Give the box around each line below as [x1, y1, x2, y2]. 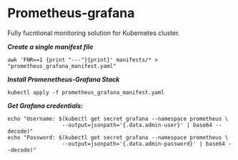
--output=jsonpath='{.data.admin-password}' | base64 [61, 140, 225, 147]
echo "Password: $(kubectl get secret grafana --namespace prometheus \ [7, 134, 229, 141]
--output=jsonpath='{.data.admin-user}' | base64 [61, 121, 213, 129]
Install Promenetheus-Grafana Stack [7, 75, 120, 84]
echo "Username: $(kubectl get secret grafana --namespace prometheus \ [7, 115, 229, 122]
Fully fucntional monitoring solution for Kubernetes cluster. [7, 29, 180, 37]
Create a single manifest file [7, 42, 94, 51]
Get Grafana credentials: [7, 101, 84, 110]
